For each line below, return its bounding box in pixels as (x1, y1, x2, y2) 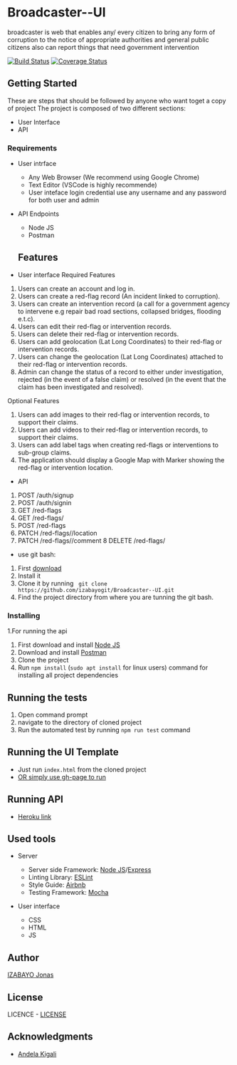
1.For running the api (7, 627, 68, 635)
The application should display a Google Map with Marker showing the (17, 455, 225, 464)
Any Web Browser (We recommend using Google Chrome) (28, 173, 200, 182)
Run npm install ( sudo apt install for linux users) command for (17, 663, 209, 672)
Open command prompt (17, 710, 88, 719)
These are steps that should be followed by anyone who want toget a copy (7, 96, 226, 105)
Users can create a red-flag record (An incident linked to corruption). (17, 291, 221, 300)
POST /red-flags (17, 521, 66, 529)
